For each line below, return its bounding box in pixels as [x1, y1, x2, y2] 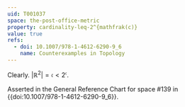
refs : [7, 37, 23, 44]
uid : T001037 [7, 10, 46, 18]
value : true [7, 30, 43, 38]
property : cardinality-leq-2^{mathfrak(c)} [7, 23, 138, 30]
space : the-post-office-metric [7, 17, 100, 24]
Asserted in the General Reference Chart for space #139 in [7, 84, 179, 93]
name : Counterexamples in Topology [20, 50, 125, 57]
